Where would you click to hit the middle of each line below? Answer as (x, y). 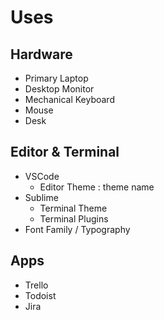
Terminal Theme (73, 208)
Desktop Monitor (59, 89)
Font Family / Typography (77, 229)
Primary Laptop (56, 78)
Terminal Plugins (74, 218)
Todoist (40, 295)
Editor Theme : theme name (97, 187)
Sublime (41, 197)
